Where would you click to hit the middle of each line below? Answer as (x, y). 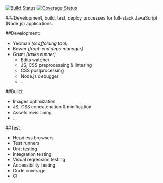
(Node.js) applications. (29, 23)
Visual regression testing (39, 160)
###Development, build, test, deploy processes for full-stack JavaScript (81, 18)
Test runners (26, 143)
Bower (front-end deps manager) (48, 49)
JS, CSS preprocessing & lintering (56, 65)
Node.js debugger (39, 76)
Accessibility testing (34, 165)
